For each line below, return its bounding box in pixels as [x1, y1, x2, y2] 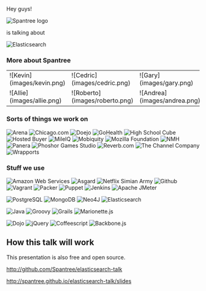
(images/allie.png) [9, 96, 63, 105]
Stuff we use [6, 164, 45, 172]
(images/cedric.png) [71, 79, 131, 88]
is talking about [6, 29, 45, 36]
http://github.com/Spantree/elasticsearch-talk [6, 265, 123, 273]
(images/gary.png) [139, 79, 194, 88]
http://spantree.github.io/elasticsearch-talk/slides [6, 277, 132, 284]
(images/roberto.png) [71, 96, 134, 105]
